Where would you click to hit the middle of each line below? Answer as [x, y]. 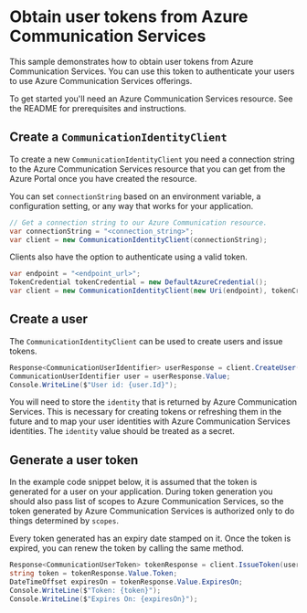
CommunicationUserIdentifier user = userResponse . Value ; [120, 376]
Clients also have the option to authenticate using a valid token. [129, 257]
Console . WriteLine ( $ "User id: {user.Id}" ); [94, 385]
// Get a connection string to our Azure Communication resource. [138, 222]
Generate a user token [74, 460]
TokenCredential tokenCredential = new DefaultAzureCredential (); [138, 282]
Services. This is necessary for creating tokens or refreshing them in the [145, 412]
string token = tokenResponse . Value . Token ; [94, 574]
